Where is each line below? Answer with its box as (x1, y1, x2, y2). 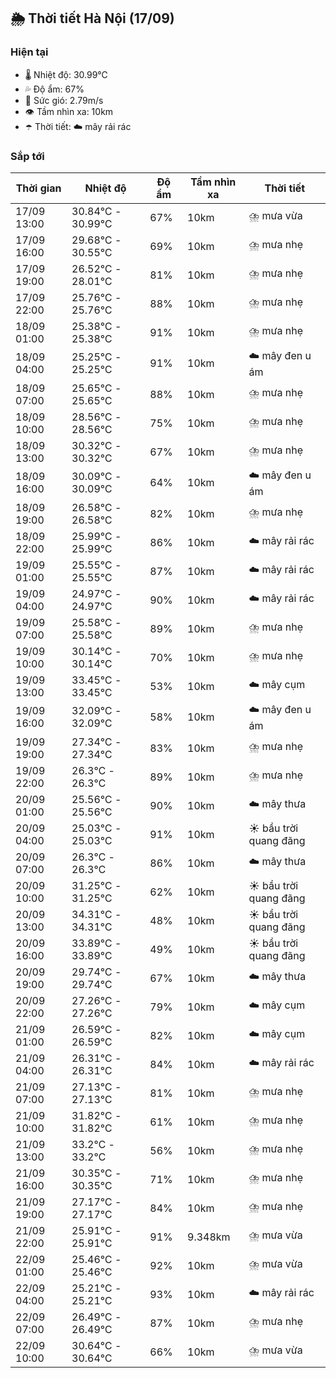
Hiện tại (10, 45, 49, 59)
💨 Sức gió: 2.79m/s (24, 94, 104, 106)
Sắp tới (10, 149, 45, 163)
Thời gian (15, 181, 62, 195)
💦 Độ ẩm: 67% (24, 83, 85, 95)
